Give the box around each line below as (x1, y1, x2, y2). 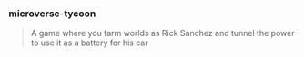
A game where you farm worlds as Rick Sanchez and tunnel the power (30, 28, 295, 39)
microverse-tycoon (8, 7, 96, 20)
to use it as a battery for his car (30, 37, 148, 48)
